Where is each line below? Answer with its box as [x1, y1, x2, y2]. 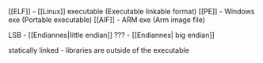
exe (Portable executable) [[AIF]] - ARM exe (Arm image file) [8, 15, 206, 24]
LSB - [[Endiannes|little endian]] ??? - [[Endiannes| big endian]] [8, 31, 215, 39]
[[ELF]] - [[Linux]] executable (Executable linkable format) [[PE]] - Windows [8, 7, 255, 16]
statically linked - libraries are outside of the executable [8, 46, 190, 54]
